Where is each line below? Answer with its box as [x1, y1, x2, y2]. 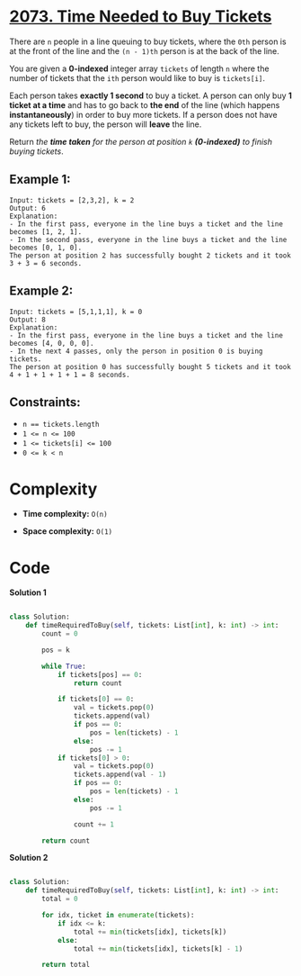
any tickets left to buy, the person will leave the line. [9, 119, 202, 130]
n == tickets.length [22, 420, 100, 429]
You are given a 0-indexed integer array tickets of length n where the [9, 63, 270, 74]
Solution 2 [9, 853, 49, 863]
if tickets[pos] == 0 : [57, 670, 143, 679]
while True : [41, 662, 87, 671]
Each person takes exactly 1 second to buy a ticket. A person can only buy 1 [9, 90, 292, 101]
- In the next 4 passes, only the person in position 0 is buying [9, 347, 263, 356]
